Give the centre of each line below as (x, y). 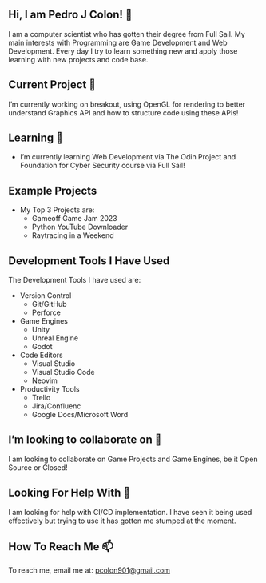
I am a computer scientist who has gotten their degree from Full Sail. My (127, 34)
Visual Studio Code (63, 372)
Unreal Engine (55, 338)
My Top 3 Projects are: (57, 210)
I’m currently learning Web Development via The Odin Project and (128, 157)
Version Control (46, 296)
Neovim (44, 380)
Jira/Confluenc (56, 406)
